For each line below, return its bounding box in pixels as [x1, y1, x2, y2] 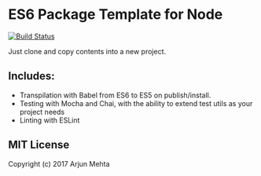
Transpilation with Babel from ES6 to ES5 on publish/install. [19, 90, 211, 100]
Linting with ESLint [19, 115, 80, 125]
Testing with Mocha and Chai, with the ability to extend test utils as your [19, 98, 253, 108]
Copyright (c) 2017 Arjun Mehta [8, 159, 110, 168]
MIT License [8, 138, 70, 152]
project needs [19, 107, 65, 116]
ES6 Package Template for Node [8, 5, 223, 24]
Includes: [8, 69, 55, 83]
